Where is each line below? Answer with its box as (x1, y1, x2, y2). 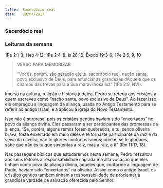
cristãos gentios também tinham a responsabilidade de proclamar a (5, 172, 140, 178)
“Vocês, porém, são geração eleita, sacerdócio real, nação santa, (17, 71, 148, 77)
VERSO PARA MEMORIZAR (17, 62, 71, 67)
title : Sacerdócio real (5, 7, 55, 12)
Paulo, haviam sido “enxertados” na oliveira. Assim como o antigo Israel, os (5, 167, 156, 172)
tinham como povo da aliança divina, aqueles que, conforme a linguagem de (5, 162, 158, 167)
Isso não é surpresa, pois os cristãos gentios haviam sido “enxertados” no (5, 116, 154, 122)
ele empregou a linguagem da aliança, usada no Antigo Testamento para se (5, 101, 157, 107)
